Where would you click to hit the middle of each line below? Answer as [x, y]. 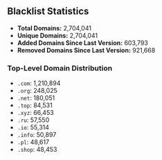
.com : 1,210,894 [39, 83]
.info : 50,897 [37, 135]
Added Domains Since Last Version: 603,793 [83, 43]
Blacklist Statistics [48, 11]
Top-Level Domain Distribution [60, 68]
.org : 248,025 [37, 91]
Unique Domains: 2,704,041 [57, 35]
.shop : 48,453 [37, 150]
